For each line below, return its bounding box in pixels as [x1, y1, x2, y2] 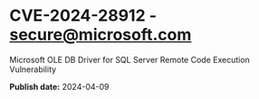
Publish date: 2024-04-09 [9, 81, 110, 92]
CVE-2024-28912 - [9, 5, 157, 26]
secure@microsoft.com [9, 24, 192, 45]
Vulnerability [9, 64, 57, 75]
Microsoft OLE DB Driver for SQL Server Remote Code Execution [9, 54, 251, 65]
